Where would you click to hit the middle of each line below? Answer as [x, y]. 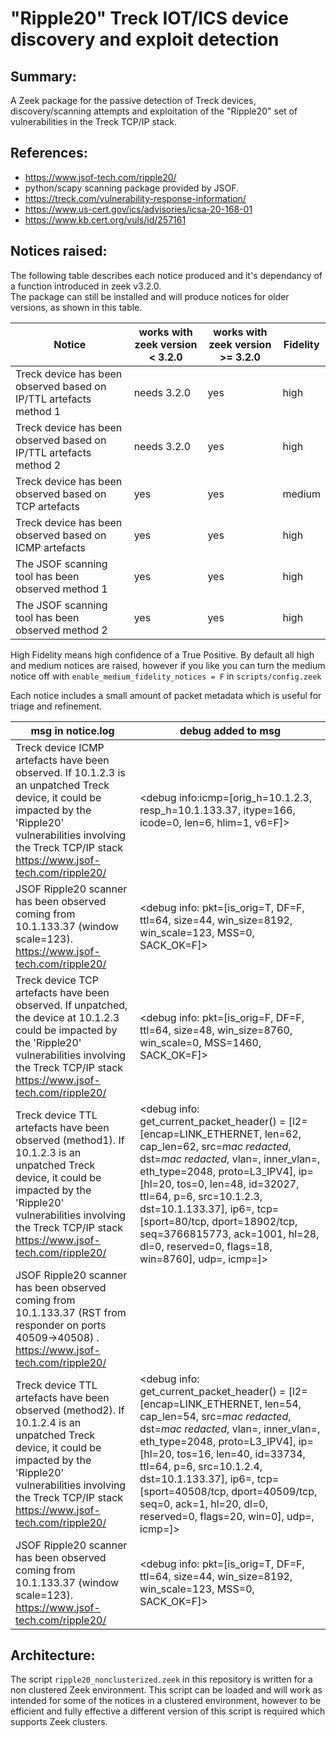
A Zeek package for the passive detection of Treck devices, [133, 100]
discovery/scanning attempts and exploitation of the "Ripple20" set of [154, 111]
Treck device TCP [57, 980]
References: [49, 153]
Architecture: [53, 1655]
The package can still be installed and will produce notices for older [150, 296]
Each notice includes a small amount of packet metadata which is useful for [166, 695]
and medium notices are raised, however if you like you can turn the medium [168, 665]
